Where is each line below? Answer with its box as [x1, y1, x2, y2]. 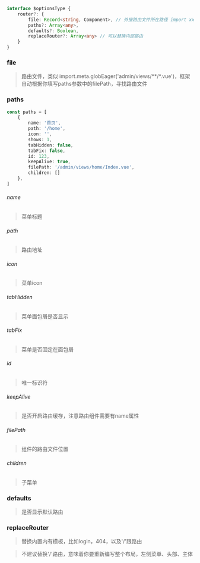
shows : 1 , [28, 136, 52, 142]
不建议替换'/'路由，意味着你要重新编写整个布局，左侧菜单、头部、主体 [21, 550, 193, 558]
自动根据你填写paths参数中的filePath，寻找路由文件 [21, 80, 148, 88]
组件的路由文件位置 [21, 446, 69, 453]
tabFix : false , [28, 148, 66, 154]
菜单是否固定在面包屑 [21, 346, 74, 353]
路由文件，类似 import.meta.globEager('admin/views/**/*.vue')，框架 [21, 73, 191, 80]
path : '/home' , [28, 126, 66, 132]
